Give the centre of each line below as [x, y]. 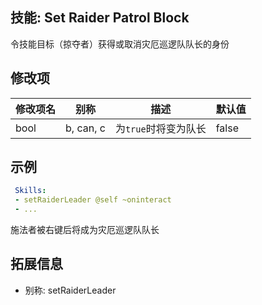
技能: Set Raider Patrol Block [100, 18]
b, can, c [85, 128]
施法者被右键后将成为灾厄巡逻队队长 [85, 230]
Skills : [30, 191]
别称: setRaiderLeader [70, 290]
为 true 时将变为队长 [160, 128]
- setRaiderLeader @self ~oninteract [93, 200]
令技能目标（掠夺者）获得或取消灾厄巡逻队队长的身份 [120, 44]
